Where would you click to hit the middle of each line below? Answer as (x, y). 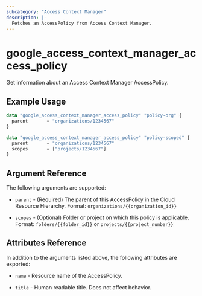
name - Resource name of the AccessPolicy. (68, 275)
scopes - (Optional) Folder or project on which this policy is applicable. (102, 217)
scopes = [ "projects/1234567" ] (59, 149)
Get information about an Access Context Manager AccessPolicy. (87, 83)
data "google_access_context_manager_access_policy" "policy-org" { (94, 115)
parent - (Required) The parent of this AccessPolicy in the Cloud (95, 199)
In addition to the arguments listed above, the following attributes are (92, 257)
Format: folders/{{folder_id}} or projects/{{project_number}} (94, 224)
